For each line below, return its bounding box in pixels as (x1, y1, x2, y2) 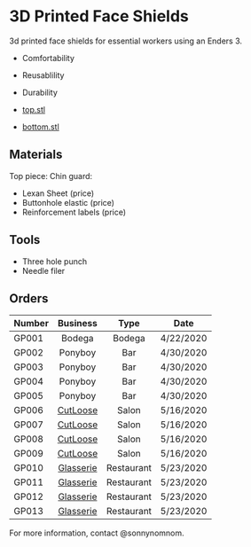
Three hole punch (21, 255, 87, 267)
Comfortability (21, 52, 75, 63)
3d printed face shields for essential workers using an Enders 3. (9, 35, 242, 46)
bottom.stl (21, 121, 59, 132)
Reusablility (21, 69, 65, 81)
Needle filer (21, 265, 66, 276)
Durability (21, 87, 58, 98)
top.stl (21, 104, 46, 114)
